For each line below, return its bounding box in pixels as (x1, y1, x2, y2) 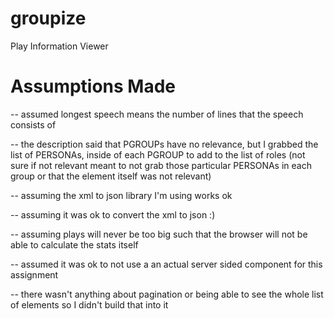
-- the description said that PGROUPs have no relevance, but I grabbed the (10, 138, 319, 150)
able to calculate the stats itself (10, 238, 139, 251)
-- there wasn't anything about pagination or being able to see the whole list (10, 288, 324, 300)
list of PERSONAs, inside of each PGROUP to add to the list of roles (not (10, 148, 306, 161)
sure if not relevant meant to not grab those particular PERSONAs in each (10, 159, 312, 171)
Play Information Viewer (10, 40, 109, 52)
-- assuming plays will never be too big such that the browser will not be (10, 228, 308, 240)
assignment (10, 268, 59, 281)
